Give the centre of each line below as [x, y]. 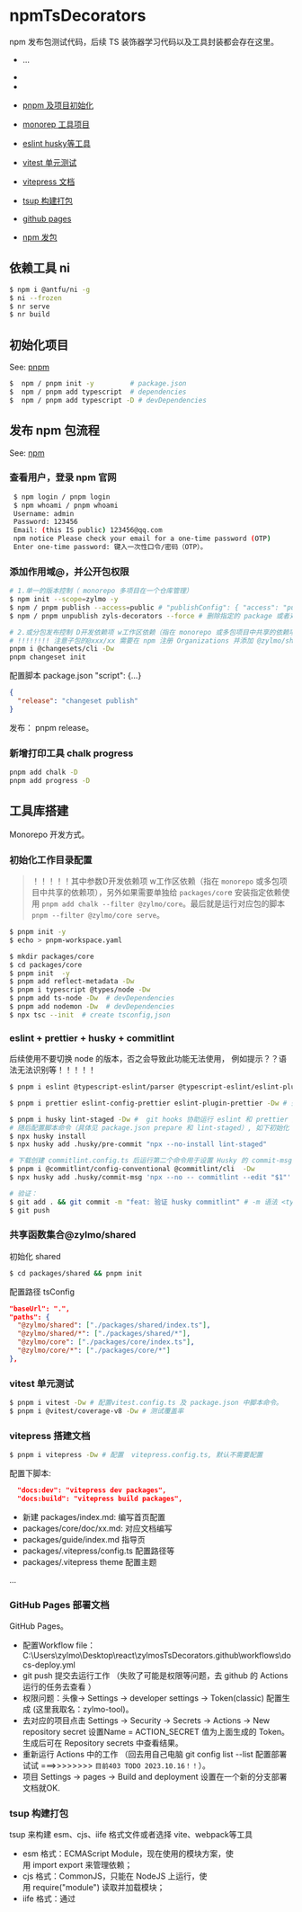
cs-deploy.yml [49, 1665]
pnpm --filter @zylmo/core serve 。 [98, 915]
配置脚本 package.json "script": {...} [75, 676]
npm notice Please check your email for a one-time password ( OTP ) [142, 539]
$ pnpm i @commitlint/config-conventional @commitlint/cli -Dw [132, 1169]
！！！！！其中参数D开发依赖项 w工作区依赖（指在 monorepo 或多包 [155, 881]
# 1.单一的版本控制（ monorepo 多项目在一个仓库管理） [101, 591]
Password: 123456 [45, 522]
